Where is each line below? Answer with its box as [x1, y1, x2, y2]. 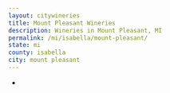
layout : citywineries [8, 11, 81, 20]
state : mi [8, 41, 42, 49]
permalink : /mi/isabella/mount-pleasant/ [8, 33, 148, 42]
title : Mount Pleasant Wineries [8, 19, 116, 27]
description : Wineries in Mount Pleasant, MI [8, 26, 162, 34]
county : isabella [8, 48, 66, 56]
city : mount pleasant [8, 56, 81, 64]
